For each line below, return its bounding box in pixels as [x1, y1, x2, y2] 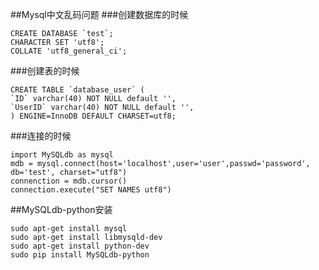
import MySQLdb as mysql [10, 150, 114, 160]
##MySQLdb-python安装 [10, 204, 113, 215]
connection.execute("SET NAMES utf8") [10, 185, 172, 195]
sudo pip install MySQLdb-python [10, 250, 150, 260]
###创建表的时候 [10, 65, 80, 77]
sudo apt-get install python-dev [10, 241, 150, 251]
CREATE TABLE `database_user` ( [10, 85, 145, 95]
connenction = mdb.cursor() [10, 176, 128, 186]
